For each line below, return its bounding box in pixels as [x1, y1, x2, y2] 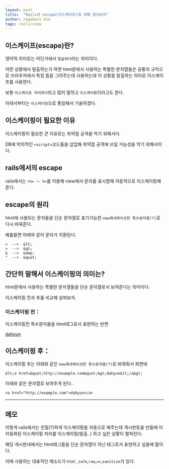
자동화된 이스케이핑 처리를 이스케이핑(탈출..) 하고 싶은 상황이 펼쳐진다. [5, 431, 143, 437]
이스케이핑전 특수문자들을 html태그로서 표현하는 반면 [5, 321, 109, 327]
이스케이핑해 [136, 178, 161, 184]
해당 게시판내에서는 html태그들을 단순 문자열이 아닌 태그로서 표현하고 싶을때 [5, 441, 154, 447]
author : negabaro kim [5, 17, 51, 22]
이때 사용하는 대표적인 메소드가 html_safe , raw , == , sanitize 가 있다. [5, 458, 135, 464]
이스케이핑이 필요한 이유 [5, 116, 75, 125]
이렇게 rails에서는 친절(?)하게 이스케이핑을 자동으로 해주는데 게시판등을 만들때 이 [5, 424, 163, 430]
